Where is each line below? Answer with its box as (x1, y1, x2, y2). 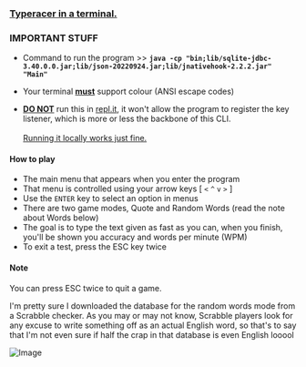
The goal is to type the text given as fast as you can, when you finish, (22, 222, 283, 233)
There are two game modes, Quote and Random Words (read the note (22, 203, 285, 214)
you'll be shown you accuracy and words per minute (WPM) (22, 231, 248, 243)
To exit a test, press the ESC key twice (22, 241, 167, 252)
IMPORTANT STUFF (9, 31, 98, 44)
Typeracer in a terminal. (9, 7, 117, 20)
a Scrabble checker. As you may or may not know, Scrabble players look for (9, 310, 293, 321)
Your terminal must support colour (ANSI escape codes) (22, 86, 235, 97)
